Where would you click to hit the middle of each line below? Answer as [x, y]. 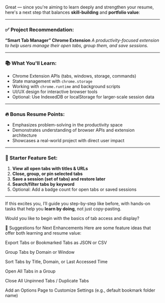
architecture [25, 135]
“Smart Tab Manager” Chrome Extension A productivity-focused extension [82, 40]
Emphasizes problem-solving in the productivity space [67, 124]
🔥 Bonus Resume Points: [35, 114]
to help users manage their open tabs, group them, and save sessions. [77, 46]
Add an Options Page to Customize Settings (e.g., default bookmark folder [80, 290]
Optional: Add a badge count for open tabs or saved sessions [74, 189]
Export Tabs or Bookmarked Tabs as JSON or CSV [56, 242]
